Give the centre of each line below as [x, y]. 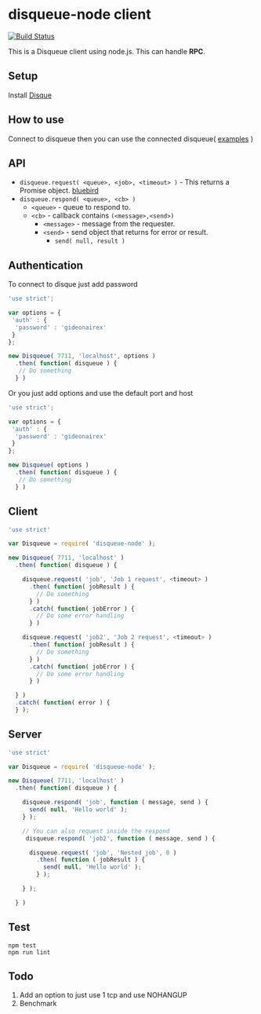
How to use [36, 120]
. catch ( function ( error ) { [63, 703]
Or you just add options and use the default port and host [101, 393]
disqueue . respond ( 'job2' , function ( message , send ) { [120, 838]
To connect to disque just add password [73, 284]
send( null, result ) [90, 241]
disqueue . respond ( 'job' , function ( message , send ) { [116, 803]
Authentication [46, 265]
